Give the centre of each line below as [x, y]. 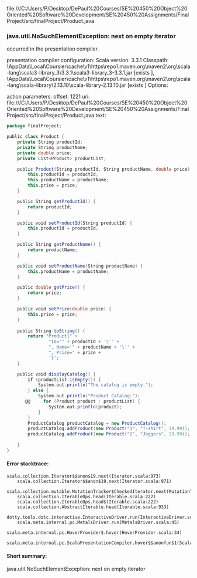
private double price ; [45, 153]
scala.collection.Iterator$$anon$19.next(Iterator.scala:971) [94, 481]
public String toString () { [51, 331]
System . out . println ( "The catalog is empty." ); [96, 385]
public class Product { [36, 137]
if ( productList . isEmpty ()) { [64, 380]
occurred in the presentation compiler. [53, 49]
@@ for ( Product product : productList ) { [83, 401]
